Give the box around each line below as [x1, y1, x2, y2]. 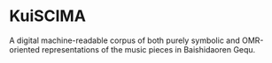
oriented [9, 44, 40, 54]
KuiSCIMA [9, 6, 87, 26]
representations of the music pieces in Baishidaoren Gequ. [41, 44, 256, 54]
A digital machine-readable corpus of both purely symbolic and [9, 35, 241, 45]
